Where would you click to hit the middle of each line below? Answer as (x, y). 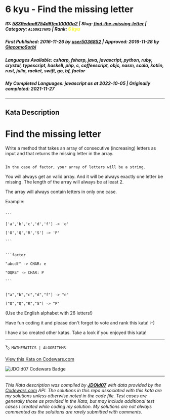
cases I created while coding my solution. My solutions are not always (79, 407)
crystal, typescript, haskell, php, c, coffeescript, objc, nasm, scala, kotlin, (85, 65)
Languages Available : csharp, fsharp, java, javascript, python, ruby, (79, 60)
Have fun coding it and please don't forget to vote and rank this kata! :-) (80, 322)
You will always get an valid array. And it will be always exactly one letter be (84, 176)
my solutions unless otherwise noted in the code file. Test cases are (76, 396)
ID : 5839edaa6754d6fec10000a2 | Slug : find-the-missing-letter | (76, 23)
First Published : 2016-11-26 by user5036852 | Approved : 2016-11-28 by (82, 42)
